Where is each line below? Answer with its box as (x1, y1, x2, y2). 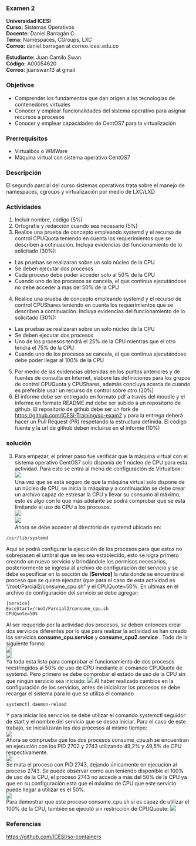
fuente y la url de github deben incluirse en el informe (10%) (14, 424, 160, 432)
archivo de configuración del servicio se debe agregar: (6, 589, 139, 596)
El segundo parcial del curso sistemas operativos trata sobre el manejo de (6, 182, 185, 189)
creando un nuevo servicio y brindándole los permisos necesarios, (6, 558, 167, 565)
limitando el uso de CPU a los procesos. (14, 503, 111, 510)
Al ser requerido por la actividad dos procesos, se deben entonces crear (6, 621, 182, 628)
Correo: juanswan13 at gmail (6, 67, 76, 74)
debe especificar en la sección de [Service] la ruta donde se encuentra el (6, 570, 185, 578)
